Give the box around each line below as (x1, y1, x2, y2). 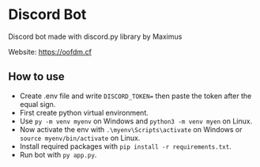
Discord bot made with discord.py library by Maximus (8, 32, 183, 41)
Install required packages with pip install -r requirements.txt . (19, 141, 232, 151)
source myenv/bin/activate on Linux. (19, 133, 141, 142)
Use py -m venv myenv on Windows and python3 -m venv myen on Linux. (19, 116, 253, 126)
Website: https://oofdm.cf (8, 47, 92, 56)
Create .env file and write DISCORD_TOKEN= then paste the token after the (19, 91, 252, 101)
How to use (8, 70, 65, 84)
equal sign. (19, 99, 56, 108)
